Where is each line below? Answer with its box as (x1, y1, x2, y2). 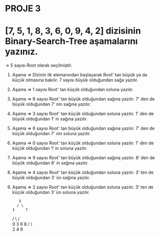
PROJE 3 (5, 3, 41, 14)
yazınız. (5, 46, 38, 57)
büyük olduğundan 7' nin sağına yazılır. (12, 101, 91, 107)
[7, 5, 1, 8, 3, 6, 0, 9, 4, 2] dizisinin (5, 25, 141, 37)
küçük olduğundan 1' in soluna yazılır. (12, 145, 88, 151)
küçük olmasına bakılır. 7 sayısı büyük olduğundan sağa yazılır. (12, 77, 138, 83)
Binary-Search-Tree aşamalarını (5, 36, 138, 47)
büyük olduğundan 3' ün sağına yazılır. (12, 175, 91, 181)
